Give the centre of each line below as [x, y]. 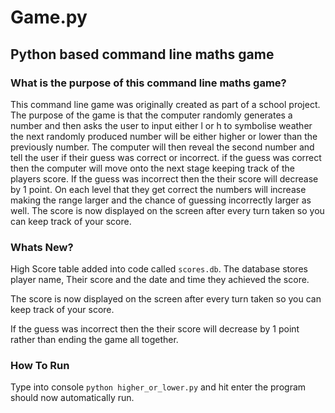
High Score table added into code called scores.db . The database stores [159, 269]
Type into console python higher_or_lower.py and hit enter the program [158, 387]
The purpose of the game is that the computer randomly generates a [151, 115]
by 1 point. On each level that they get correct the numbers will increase [158, 189]
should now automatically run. [72, 398]
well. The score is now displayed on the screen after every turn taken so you [167, 210]
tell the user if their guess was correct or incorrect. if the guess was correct [166, 157]
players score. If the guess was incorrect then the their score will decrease [164, 178]
